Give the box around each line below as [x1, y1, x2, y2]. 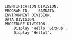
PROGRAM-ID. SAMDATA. [4, 8, 57, 13]
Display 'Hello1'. [13, 30, 52, 35]
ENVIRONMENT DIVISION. [4, 13, 52, 18]
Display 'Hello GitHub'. [13, 26, 68, 31]
